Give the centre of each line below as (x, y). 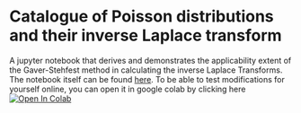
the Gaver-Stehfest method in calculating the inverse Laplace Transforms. (146, 70)
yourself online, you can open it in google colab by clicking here (128, 89)
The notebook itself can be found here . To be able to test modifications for (147, 79)
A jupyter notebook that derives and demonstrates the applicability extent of (150, 60)
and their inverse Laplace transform (146, 35)
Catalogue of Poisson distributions (142, 17)
